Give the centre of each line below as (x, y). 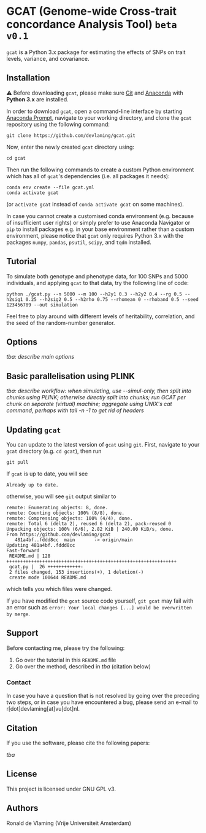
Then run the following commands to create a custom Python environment (100, 170)
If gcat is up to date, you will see (47, 474)
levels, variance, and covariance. (48, 58)
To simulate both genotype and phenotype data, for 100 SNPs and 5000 (97, 276)
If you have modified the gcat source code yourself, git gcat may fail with (100, 601)
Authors (22, 808)
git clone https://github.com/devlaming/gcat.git (71, 135)
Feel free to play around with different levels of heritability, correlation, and (101, 316)
